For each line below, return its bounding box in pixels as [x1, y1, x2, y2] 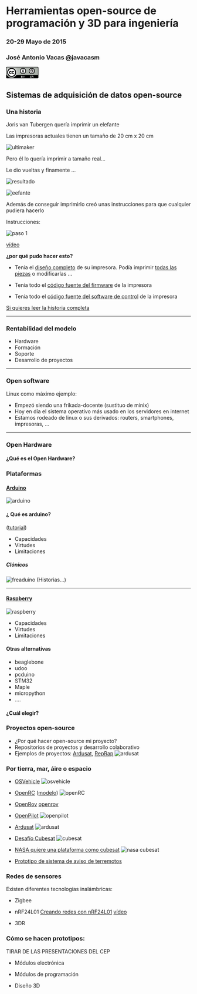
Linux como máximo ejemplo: [6, 390, 77, 397]
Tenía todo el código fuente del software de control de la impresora [14, 293, 178, 300]
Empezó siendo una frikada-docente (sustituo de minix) [14, 401, 150, 409]
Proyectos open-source [6, 724, 75, 732]
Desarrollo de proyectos [14, 357, 73, 364]
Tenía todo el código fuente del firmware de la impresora [14, 282, 152, 289]
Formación [14, 344, 41, 351]
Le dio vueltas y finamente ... [6, 166, 76, 174]
